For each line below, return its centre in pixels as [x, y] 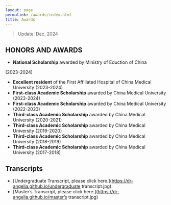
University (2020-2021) [37, 120]
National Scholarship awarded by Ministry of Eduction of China [80, 62]
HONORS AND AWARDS [44, 50]
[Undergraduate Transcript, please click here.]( [62, 181]
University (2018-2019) [37, 142]
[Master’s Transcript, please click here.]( [55, 191]
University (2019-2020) [37, 131]
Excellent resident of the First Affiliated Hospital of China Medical [82, 82]
